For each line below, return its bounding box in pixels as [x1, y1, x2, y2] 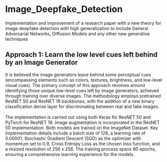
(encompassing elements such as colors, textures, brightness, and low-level [5, 76, 162, 83]
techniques [5, 36, 28, 42]
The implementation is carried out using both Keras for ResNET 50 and [5, 114, 151, 120]
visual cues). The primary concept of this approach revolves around [5, 82, 145, 88]
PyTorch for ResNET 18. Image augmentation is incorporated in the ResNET [5, 119, 160, 125]
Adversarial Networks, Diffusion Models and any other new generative [5, 30, 150, 36]
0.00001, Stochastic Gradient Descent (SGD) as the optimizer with [5, 135, 141, 141]
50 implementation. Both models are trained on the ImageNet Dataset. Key [5, 124, 158, 130]
